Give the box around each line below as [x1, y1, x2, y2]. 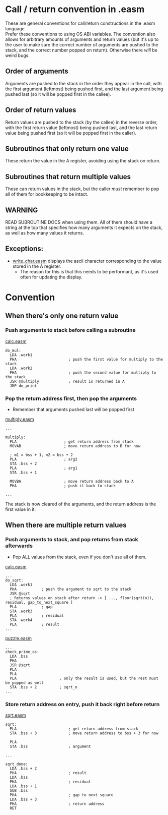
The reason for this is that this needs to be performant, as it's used [20, 268, 158, 274]
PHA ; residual [10, 779, 92, 784]
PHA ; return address [10, 801, 105, 806]
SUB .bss [10, 788, 28, 793]
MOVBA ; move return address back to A [10, 479, 134, 484]
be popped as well [5, 680, 44, 685]
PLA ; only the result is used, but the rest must [10, 676, 158, 681]
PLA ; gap [10, 604, 53, 609]
